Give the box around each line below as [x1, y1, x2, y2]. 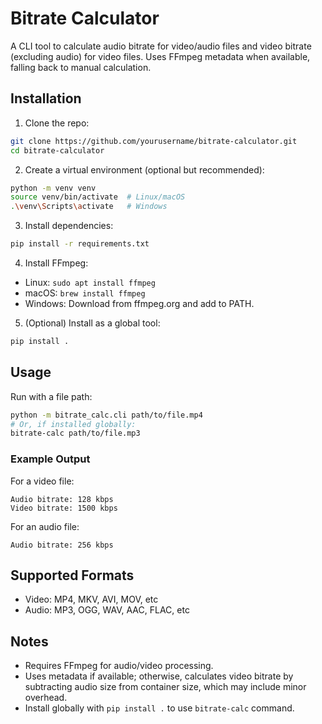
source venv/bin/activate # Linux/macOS [10, 192, 186, 202]
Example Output [10, 452, 91, 466]
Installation [10, 90, 82, 107]
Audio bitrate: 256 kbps [10, 540, 114, 550]
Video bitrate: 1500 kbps [10, 503, 118, 513]
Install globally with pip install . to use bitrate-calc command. [24, 702, 295, 714]
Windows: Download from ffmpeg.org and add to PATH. [24, 298, 255, 309]
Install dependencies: [24, 220, 114, 232]
